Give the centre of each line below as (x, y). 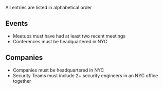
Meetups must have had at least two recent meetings (69, 36)
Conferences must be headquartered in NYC (60, 41)
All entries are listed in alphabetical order (49, 7)
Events (17, 23)
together (22, 81)
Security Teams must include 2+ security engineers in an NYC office (85, 75)
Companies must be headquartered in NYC (58, 70)
